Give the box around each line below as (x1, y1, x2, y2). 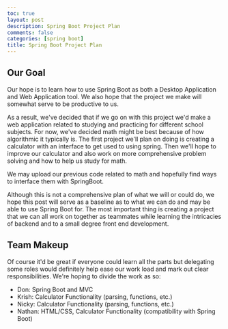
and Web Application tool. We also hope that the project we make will (7, 92, 202, 101)
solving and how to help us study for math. (7, 157, 128, 165)
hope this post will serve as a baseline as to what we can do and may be (7, 198, 210, 206)
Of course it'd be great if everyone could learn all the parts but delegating (7, 257, 214, 265)
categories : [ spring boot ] (7, 36, 84, 42)
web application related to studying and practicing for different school (7, 120, 203, 129)
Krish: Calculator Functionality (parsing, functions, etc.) (16, 292, 173, 301)
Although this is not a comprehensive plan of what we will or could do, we (7, 190, 215, 198)
